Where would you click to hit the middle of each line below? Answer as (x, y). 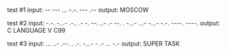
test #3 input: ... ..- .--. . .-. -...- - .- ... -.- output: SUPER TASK (93, 43)
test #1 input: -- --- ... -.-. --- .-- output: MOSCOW (78, 10)
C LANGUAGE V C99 (37, 30)
